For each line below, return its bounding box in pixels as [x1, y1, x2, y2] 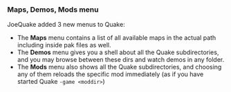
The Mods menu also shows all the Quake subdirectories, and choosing [17, 63, 222, 71]
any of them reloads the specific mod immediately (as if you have [17, 70, 204, 78]
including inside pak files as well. [17, 41, 112, 49]
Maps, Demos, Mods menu [7, 5, 99, 14]
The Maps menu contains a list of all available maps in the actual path [17, 34, 216, 42]
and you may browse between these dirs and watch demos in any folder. [17, 56, 225, 64]
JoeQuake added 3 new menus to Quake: [7, 21, 126, 29]
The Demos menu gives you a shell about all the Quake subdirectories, [17, 48, 219, 56]
